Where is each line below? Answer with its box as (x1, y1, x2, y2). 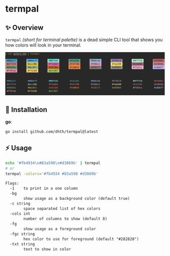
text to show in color (23, 247, 71, 252)
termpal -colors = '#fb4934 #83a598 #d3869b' (5, 171, 99, 176)
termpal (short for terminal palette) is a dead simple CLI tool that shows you (5, 36, 163, 43)
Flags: (5, 181, 19, 186)
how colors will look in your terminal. (5, 42, 82, 48)
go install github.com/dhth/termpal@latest (5, 129, 99, 134)
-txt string (10, 242, 35, 247)
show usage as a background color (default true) (23, 196, 130, 201)
